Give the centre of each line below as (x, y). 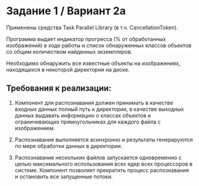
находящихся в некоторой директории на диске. (68, 69)
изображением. (35, 128)
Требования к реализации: (59, 89)
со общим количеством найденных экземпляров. (69, 51)
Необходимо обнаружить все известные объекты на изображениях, (93, 63)
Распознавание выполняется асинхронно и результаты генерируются (104, 139)
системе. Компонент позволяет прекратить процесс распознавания (102, 170)
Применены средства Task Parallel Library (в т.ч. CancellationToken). (92, 27)
